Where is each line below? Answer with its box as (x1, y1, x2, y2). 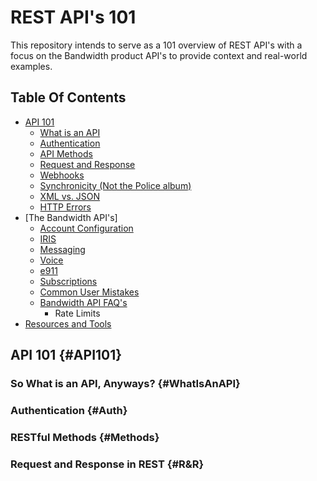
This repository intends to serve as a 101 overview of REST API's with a (10, 39, 303, 51)
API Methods (39, 147, 93, 160)
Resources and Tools (24, 317, 112, 330)
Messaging (39, 243, 86, 255)
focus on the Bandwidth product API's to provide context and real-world (10, 49, 308, 61)
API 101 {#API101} (10, 347, 123, 364)
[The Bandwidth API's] (24, 211, 118, 223)
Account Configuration (39, 222, 134, 234)
